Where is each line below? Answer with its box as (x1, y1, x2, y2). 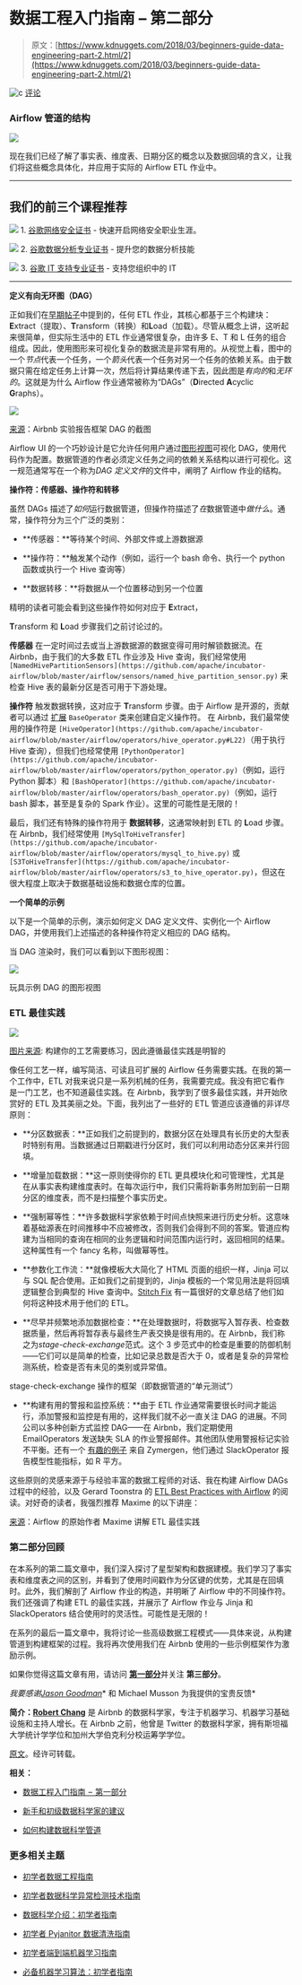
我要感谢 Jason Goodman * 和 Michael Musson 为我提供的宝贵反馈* (9, 1687, 256, 1698)
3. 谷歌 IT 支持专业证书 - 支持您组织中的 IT (20, 263, 177, 274)
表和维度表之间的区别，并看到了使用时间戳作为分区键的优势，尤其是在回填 (9, 1574, 284, 1585)
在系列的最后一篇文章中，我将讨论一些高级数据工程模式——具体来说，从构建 (9, 1627, 292, 1638)
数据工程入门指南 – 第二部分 (9, 8, 213, 29)
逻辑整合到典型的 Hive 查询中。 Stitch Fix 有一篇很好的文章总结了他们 (22, 1286, 277, 1297)
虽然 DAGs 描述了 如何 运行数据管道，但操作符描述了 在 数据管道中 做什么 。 (9, 503, 278, 514)
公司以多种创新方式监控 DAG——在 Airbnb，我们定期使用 (22, 1423, 233, 1433)
